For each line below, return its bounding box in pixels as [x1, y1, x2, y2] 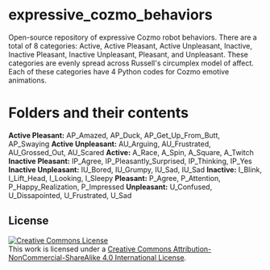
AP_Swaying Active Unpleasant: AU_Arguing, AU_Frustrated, [8, 139, 211, 149]
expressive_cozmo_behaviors [8, 6, 213, 24]
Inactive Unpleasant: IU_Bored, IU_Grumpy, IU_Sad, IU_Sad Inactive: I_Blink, [8, 164, 263, 175]
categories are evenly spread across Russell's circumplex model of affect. [8, 58, 254, 68]
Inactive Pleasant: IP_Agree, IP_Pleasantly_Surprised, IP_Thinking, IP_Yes [8, 156, 252, 166]
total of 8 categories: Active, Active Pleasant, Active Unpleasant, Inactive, [8, 40, 252, 50]
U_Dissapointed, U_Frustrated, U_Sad [8, 190, 132, 200]
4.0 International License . [102, 252, 187, 262]
